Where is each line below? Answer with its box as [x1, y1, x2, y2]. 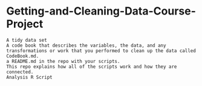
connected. [6, 68, 34, 75]
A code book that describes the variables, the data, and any [6, 42, 166, 48]
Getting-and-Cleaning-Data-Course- [6, 4, 197, 18]
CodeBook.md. [6, 53, 39, 59]
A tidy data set [6, 37, 47, 43]
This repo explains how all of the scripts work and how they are [6, 64, 177, 70]
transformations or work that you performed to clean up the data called [6, 47, 197, 54]
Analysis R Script [6, 74, 53, 80]
